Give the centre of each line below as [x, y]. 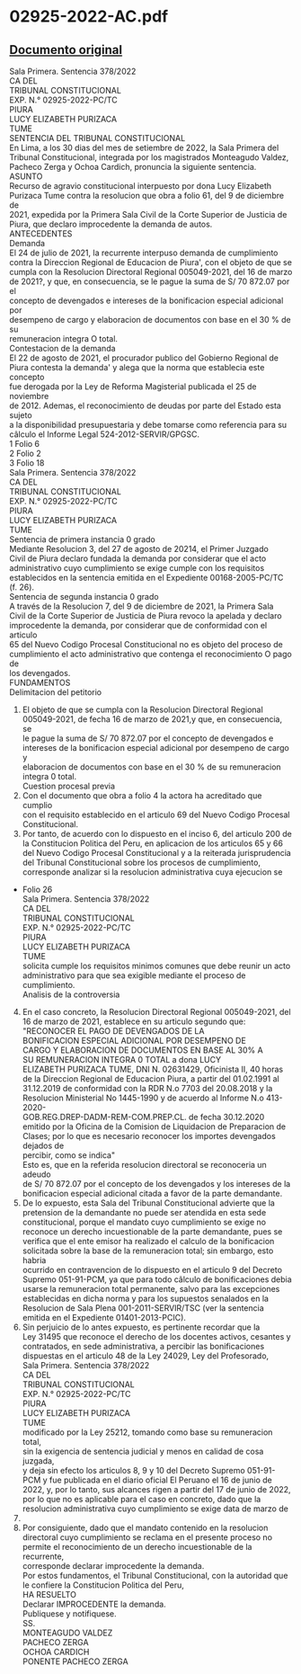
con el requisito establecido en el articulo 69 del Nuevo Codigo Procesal [156, 815]
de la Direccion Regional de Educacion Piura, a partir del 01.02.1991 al [151, 1079]
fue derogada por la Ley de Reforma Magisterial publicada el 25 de [133, 387]
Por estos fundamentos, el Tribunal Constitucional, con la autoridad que [155, 1576]
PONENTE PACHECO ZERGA [75, 1661]
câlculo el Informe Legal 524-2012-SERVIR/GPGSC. [105, 434]
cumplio [37, 805]
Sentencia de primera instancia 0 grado [82, 539]
